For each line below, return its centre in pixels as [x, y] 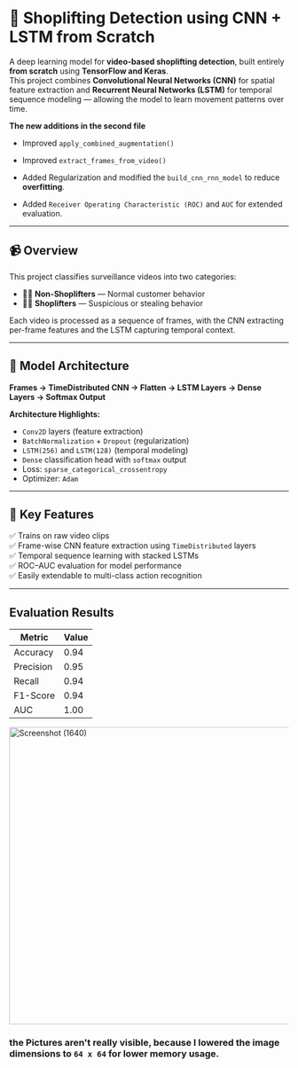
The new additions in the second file [78, 126]
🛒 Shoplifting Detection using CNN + [145, 18]
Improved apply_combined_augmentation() [98, 143]
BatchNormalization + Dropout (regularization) [106, 440]
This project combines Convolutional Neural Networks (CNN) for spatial [142, 80]
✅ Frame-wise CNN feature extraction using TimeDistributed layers [133, 546]
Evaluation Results [62, 613]
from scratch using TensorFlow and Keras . [89, 71]
